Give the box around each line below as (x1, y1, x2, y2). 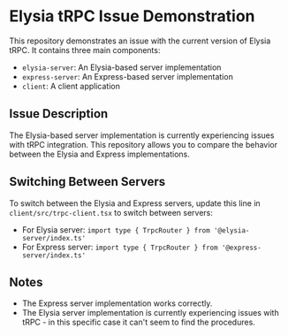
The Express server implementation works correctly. (21, 298, 213, 309)
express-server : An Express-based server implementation (21, 71, 234, 81)
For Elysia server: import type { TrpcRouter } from (21, 224, 210, 235)
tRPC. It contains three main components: (9, 44, 161, 55)
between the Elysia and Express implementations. (9, 149, 190, 159)
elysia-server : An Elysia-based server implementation (21, 62, 222, 73)
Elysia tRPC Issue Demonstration (9, 6, 255, 27)
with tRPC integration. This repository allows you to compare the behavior (9, 139, 278, 149)
